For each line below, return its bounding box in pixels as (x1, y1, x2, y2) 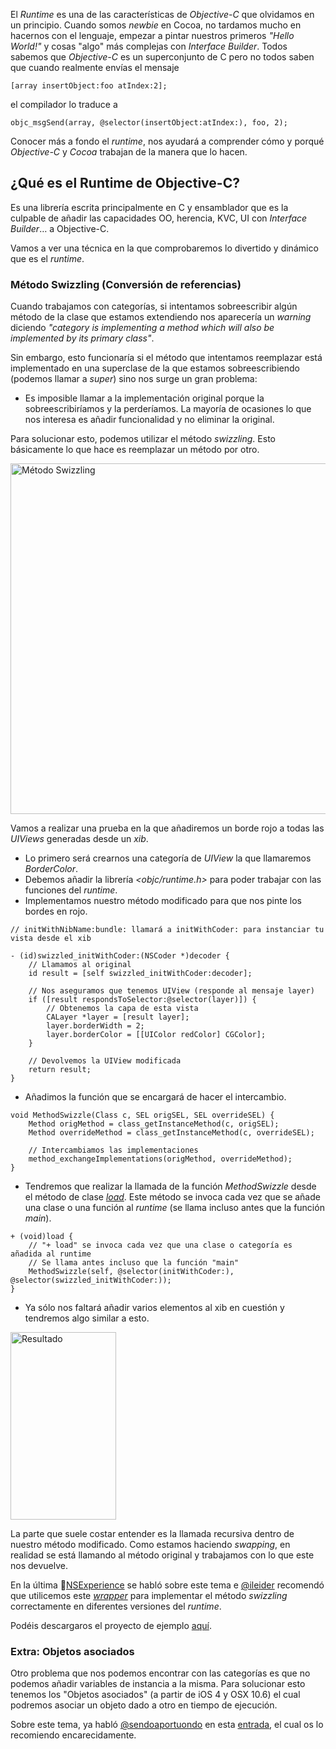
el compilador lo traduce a (10, 99, 118, 110)
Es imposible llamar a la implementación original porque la (24, 392, 265, 404)
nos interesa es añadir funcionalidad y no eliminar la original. (24, 414, 275, 426)
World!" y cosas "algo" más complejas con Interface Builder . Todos (10, 40, 288, 52)
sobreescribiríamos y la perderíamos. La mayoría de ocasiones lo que (24, 403, 312, 415)
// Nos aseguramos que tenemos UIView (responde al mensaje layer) (28, 986, 315, 996)
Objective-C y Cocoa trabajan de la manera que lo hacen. (10, 146, 248, 158)
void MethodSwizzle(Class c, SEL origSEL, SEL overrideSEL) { (10, 1110, 275, 1121)
